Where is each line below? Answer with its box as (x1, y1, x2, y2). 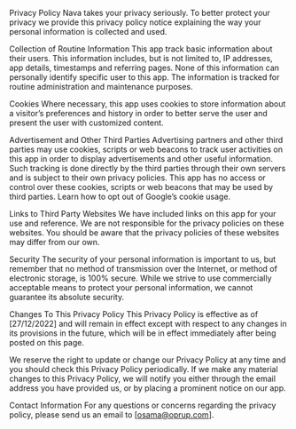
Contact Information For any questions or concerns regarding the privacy (9, 400, 277, 410)
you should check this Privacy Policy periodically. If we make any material (9, 364, 278, 374)
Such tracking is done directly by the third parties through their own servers (9, 163, 286, 173)
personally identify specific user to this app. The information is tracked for (9, 72, 280, 83)
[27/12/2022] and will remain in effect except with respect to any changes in (9, 319, 287, 329)
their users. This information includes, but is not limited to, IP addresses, (9, 53, 273, 63)
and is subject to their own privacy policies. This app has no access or (9, 172, 266, 183)
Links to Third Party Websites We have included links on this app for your (9, 209, 277, 218)
